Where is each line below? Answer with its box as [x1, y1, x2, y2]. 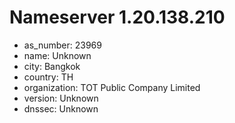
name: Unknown [23, 49, 92, 61]
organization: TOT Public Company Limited [23, 81, 201, 93]
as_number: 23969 [23, 39, 102, 51]
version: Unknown [23, 92, 99, 104]
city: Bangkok [23, 60, 81, 72]
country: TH [23, 71, 74, 83]
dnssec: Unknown [23, 102, 99, 115]
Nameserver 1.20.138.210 [9, 6, 226, 29]
